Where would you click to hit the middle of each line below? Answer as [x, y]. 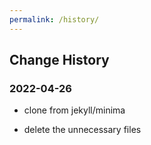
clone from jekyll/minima [74, 110]
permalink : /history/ [54, 19]
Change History [59, 60]
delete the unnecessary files [82, 130]
